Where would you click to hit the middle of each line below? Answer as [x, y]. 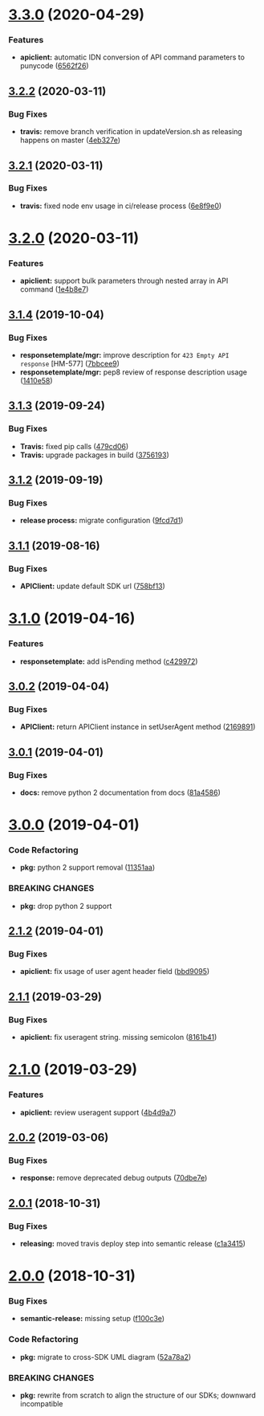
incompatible [41, 1404]
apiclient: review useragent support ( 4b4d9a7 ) [98, 1112]
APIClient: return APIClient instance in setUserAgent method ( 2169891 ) [138, 727]
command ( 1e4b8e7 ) [54, 289]
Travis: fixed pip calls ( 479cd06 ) [74, 446]
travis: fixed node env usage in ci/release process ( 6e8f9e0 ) [121, 206]
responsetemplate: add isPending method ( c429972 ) [109, 661]
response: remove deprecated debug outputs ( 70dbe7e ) [114, 1178]
